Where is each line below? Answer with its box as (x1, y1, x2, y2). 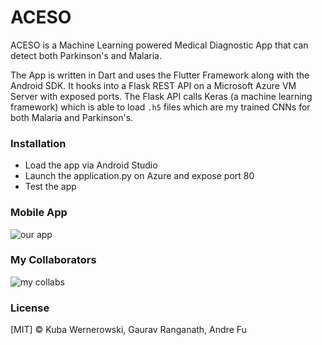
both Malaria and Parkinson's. (10, 111, 134, 123)
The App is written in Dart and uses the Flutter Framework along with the (10, 69, 310, 81)
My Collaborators (10, 253, 97, 267)
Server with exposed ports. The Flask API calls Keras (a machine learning (10, 90, 313, 102)
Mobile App (10, 206, 68, 220)
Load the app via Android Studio (24, 159, 158, 171)
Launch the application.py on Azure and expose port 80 (24, 170, 255, 182)
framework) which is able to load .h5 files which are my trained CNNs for (10, 101, 311, 113)
